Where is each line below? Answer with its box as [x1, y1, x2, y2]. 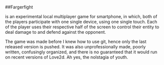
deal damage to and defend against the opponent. [5, 29, 106, 35]
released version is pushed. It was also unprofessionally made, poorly [5, 44, 146, 49]
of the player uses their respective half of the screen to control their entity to [5, 24, 160, 30]
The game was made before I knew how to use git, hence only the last [5, 39, 147, 44]
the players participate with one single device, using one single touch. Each [5, 19, 158, 24]
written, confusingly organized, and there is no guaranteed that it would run [5, 49, 158, 55]
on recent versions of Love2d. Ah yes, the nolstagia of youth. [5, 54, 128, 60]
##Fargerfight [5, 4, 33, 10]
